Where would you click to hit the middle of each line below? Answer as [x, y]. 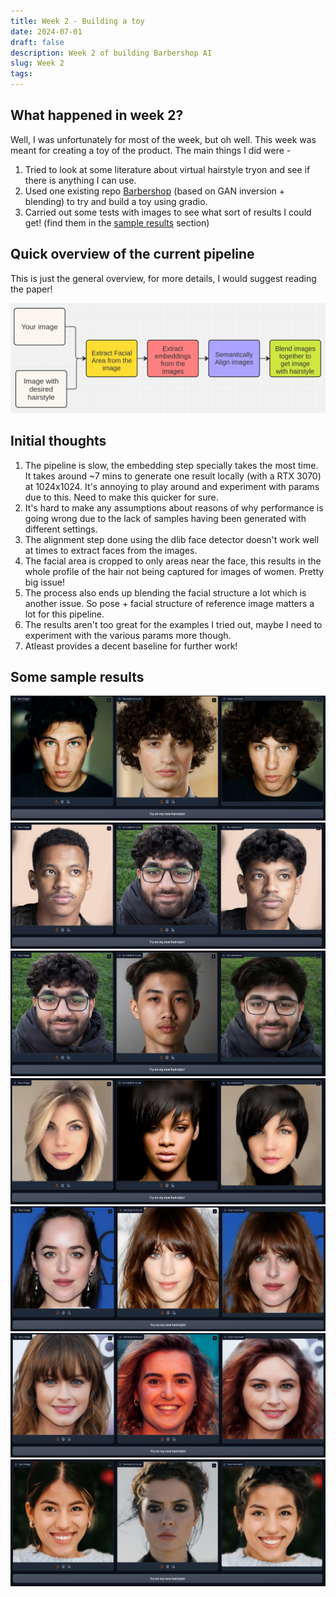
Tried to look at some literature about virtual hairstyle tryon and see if [167, 169]
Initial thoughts [58, 441]
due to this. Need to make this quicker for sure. [121, 497]
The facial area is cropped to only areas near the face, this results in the [173, 561]
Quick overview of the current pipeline [132, 254]
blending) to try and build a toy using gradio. [116, 201]
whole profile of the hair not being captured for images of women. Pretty [174, 571]
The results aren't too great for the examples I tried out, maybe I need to [173, 624]
